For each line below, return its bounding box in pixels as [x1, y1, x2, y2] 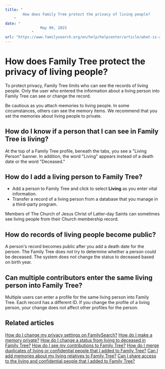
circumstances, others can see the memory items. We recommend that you [5, 108, 158, 114]
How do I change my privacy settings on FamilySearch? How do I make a [5, 332, 153, 338]
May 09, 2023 [40, 26, 67, 31]
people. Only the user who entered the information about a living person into [5, 88, 160, 93]
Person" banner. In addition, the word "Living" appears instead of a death [5, 153, 154, 159]
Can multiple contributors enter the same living [5, 274, 153, 282]
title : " [5, 7, 23, 12]
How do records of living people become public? [5, 230, 156, 239]
